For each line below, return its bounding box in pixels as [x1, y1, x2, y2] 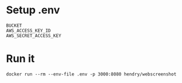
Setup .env [6, 3, 60, 17]
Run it [6, 52, 35, 66]
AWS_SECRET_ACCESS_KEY [6, 33, 61, 38]
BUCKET [6, 23, 22, 28]
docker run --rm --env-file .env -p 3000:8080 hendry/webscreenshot [6, 71, 177, 77]
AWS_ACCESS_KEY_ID [6, 27, 51, 34]
